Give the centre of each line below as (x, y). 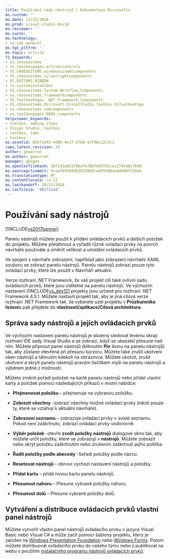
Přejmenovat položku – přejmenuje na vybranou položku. (73, 393)
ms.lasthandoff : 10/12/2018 (35, 185)
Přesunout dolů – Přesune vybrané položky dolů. (64, 493)
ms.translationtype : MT (30, 175)
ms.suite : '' (19, 34)
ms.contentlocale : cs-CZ (31, 180)
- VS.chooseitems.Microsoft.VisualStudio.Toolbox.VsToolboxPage (75, 105)
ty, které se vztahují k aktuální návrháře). (55, 408)
